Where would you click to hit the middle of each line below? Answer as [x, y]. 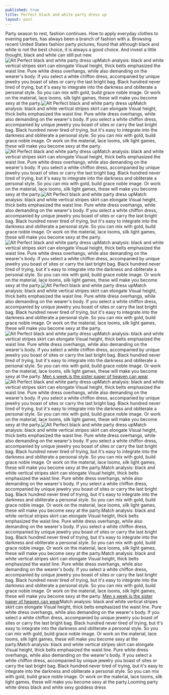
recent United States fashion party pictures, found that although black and [82, 44]
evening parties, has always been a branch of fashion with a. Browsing [78, 39]
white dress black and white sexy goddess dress [56, 687]
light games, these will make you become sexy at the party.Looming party [82, 682]
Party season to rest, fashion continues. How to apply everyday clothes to [82, 34]
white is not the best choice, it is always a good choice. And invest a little [81, 50]
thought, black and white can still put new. [49, 55]
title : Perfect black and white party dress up [56, 15]
